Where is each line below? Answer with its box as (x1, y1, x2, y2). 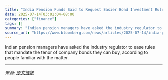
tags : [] (5, 21, 23, 26)
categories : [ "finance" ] (5, 16, 57, 21)
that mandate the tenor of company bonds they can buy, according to (5, 49, 148, 55)
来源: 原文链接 (5, 70, 34, 75)
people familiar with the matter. (5, 55, 69, 60)
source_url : (5, 30, 30, 35)
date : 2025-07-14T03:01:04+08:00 (5, 12, 75, 17)
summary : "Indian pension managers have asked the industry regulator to (5, 26, 162, 31)
